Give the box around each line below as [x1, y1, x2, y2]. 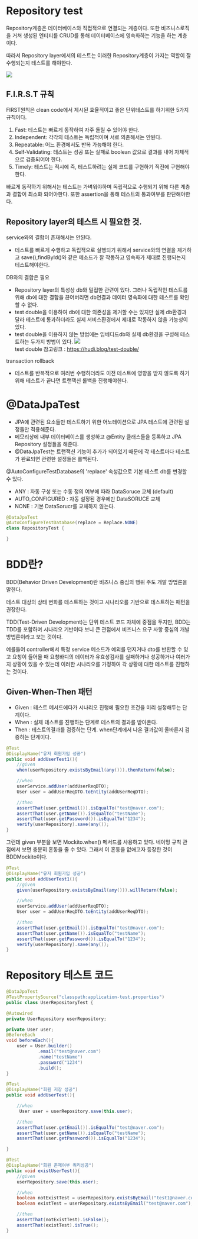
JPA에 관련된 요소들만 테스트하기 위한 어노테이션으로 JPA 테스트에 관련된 [14, 418, 183, 425]
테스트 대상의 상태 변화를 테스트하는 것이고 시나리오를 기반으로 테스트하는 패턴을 [6, 598, 190, 605]
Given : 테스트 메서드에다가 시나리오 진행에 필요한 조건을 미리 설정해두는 [14, 704, 181, 711]
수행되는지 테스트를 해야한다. [6, 59, 72, 66]
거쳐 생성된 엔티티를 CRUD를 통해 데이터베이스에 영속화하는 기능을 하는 [12, 31, 177, 39]
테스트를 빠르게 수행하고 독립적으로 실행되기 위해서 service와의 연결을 [14, 246, 176, 253]
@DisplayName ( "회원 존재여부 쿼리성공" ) [6, 1163, 94, 1169]
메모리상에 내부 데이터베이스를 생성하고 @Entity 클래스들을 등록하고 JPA [14, 433, 181, 440]
